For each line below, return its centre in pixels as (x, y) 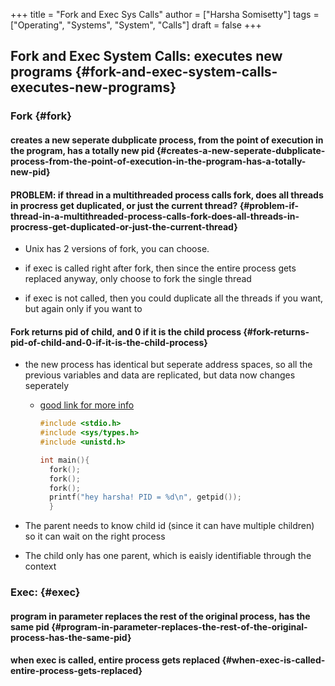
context (40, 566)
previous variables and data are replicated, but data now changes (160, 375)
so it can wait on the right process (95, 536)
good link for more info (87, 405)
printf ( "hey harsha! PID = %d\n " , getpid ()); (145, 497)
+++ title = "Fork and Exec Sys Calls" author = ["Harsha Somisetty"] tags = (165, 14)
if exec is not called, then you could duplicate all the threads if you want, (174, 298)
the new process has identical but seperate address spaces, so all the (168, 365)
